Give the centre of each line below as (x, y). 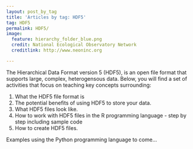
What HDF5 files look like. (46, 109)
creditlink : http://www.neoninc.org (57, 50)
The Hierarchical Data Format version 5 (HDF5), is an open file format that (96, 72)
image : (14, 34)
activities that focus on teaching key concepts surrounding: (79, 85)
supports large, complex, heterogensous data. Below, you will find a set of (97, 78)
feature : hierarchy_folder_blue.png (57, 39)
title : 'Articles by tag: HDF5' (46, 17)
